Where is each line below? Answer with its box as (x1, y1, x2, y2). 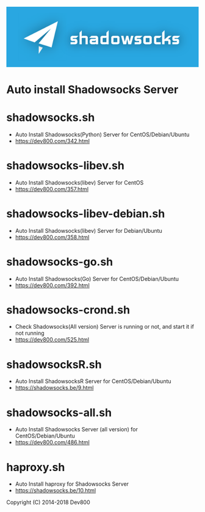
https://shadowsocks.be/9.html (15, 384, 94, 392)
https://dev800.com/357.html (15, 185, 89, 192)
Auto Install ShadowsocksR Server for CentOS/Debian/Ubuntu (15, 378, 172, 385)
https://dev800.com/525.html (15, 336, 90, 343)
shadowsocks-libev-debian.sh (6, 207, 165, 221)
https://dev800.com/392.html (15, 282, 90, 289)
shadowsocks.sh (6, 111, 95, 124)
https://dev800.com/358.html (15, 233, 90, 241)
